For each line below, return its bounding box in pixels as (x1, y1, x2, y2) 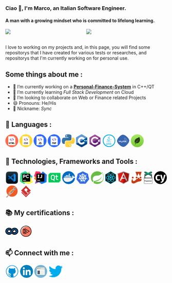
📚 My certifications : (5, 208, 74, 217)
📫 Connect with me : (5, 249, 74, 257)
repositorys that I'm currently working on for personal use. (5, 55, 129, 61)
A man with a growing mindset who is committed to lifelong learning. (5, 17, 155, 24)
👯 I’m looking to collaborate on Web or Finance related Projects (12, 95, 146, 101)
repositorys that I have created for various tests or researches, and (5, 50, 147, 56)
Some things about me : (5, 70, 83, 79)
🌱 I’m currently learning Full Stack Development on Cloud (12, 89, 134, 95)
